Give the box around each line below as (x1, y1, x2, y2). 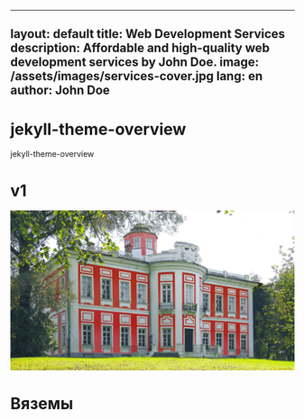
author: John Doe (10, 83, 111, 98)
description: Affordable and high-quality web (10, 41, 270, 56)
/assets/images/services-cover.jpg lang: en (10, 68, 263, 84)
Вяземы (10, 393, 74, 414)
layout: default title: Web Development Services (10, 26, 286, 41)
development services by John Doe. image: (10, 55, 260, 70)
